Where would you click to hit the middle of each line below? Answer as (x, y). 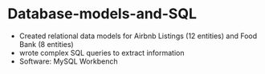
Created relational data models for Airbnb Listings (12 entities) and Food (138, 36)
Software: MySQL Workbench (68, 61)
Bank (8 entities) (46, 44)
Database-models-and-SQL (102, 14)
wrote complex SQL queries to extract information (102, 53)
